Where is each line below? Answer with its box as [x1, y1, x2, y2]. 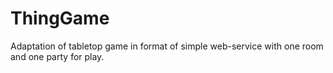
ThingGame [10, 7, 110, 30]
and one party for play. [10, 50, 105, 62]
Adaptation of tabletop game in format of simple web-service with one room [10, 40, 324, 52]
